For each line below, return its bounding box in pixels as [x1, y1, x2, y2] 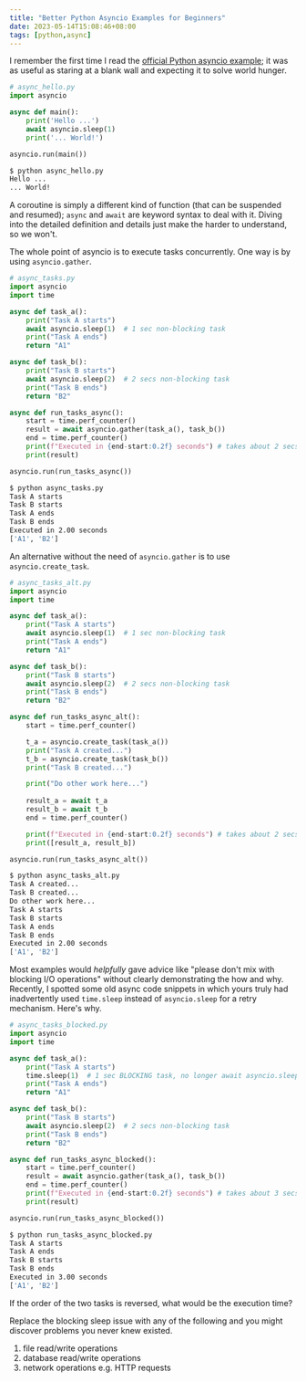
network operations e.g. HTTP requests [22, 1362, 171, 1373]
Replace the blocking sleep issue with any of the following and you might [9, 1315, 283, 1326]
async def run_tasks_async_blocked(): [9, 1155, 157, 1164]
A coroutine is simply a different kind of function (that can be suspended [9, 200, 282, 211]
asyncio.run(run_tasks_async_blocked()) [9, 1213, 166, 1223]
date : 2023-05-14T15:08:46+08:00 [9, 22, 137, 31]
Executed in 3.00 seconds [9, 1272, 107, 1282]
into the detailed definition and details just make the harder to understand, [9, 219, 287, 230]
